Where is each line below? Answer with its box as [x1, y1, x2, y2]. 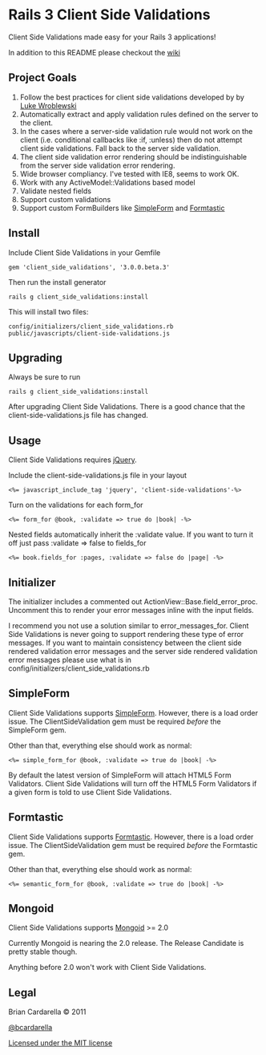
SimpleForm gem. [8, 724, 66, 735]
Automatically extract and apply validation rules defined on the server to [19, 109, 259, 119]
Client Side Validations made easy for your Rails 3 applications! [8, 32, 216, 42]
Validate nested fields [19, 186, 92, 196]
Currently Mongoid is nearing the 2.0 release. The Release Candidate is [8, 939, 244, 948]
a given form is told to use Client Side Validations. [8, 787, 172, 797]
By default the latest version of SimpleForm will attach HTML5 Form [8, 770, 232, 780]
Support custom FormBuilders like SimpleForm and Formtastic [19, 203, 225, 213]
